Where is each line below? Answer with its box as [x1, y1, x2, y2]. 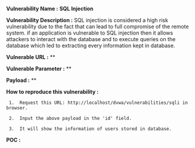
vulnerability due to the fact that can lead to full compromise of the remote [6, 23, 189, 30]
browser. [6, 105, 28, 111]
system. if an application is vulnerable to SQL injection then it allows [6, 29, 174, 36]
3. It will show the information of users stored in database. [8, 126, 172, 132]
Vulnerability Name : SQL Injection [6, 5, 94, 12]
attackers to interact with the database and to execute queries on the [6, 36, 176, 42]
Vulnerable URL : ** [6, 54, 55, 60]
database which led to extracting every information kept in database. [6, 42, 175, 49]
